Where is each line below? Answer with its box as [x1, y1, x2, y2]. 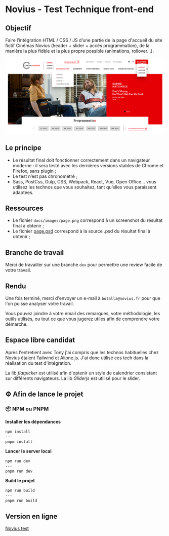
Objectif [5, 24, 31, 32]
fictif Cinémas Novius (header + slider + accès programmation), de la [5, 43, 150, 49]
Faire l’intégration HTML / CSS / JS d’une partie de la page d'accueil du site [5, 37, 163, 43]
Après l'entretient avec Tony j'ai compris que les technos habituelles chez [5, 349, 159, 355]
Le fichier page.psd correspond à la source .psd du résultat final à [12, 228, 151, 234]
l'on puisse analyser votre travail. [5, 300, 74, 307]
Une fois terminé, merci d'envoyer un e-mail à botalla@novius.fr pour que [5, 295, 160, 301]
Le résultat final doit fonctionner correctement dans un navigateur [12, 157, 150, 163]
